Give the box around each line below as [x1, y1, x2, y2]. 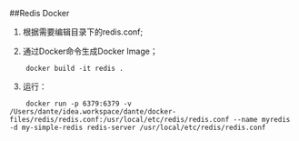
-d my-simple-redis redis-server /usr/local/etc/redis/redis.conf [9, 123, 266, 132]
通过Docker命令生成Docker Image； [22, 45, 158, 56]
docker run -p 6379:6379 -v [25, 99, 132, 108]
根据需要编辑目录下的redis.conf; [22, 26, 144, 37]
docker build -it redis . [25, 64, 125, 73]
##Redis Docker [9, 8, 70, 18]
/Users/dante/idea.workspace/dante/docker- [9, 107, 177, 116]
